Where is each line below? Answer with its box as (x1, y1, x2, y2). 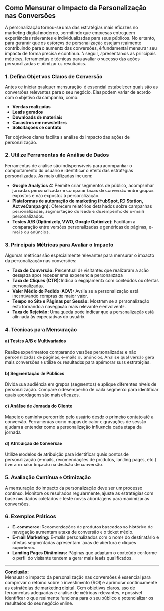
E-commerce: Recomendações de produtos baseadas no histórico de (12, 524, 153, 530)
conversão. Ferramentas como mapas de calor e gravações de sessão (5, 419, 147, 425)
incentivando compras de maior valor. (12, 293, 89, 299)
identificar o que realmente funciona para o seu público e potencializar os (5, 595, 154, 601)
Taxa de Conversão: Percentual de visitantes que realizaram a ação (12, 267, 149, 273)
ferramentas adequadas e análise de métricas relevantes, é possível (5, 590, 143, 596)
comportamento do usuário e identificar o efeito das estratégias (5, 168, 133, 174)
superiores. (12, 545, 36, 551)
